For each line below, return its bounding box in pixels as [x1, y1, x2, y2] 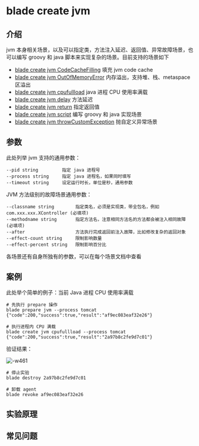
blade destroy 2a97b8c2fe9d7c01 [6, 375, 86, 381]
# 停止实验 [6, 369, 30, 375]
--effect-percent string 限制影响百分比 [6, 242, 107, 248]
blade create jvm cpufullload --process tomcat [6, 328, 127, 335]
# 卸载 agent [6, 386, 37, 393]
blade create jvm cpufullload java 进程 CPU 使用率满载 [14, 88, 148, 96]
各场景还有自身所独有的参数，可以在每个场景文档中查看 [6, 252, 141, 260]
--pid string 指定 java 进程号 [6, 167, 100, 173]
